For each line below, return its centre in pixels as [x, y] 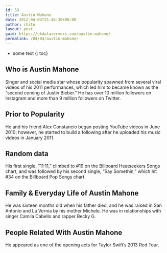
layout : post [19, 29]
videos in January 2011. [30, 138]
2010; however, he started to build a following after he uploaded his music [83, 132]
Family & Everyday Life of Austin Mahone [72, 193]
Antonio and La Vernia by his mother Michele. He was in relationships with [83, 211]
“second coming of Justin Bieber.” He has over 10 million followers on [78, 92]
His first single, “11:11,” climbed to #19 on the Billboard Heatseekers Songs [83, 166]
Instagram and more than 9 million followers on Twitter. [63, 98]
